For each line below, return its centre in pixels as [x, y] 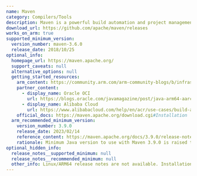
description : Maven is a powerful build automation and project [86, 22]
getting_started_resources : [46, 77]
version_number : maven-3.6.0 [47, 45]
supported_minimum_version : [40, 39]
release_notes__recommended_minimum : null [64, 159]
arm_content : [33, 83]
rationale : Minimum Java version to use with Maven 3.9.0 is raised [102, 142]
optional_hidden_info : [34, 148]
